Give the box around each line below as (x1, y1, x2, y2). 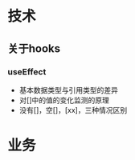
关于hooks (7, 42, 61, 55)
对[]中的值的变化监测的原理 (18, 95, 110, 105)
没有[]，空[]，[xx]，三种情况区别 (18, 105, 128, 114)
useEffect (7, 66, 47, 77)
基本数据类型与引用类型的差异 (18, 85, 118, 94)
